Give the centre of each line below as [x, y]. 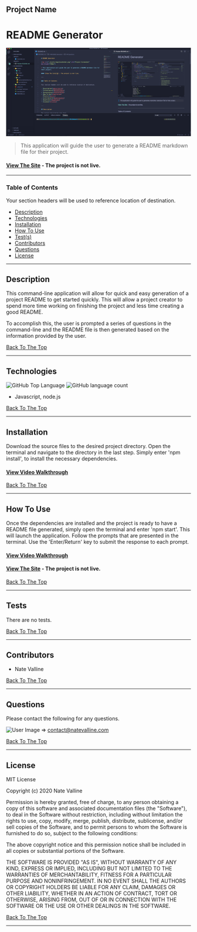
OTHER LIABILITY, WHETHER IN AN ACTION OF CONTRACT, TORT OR [91, 893]
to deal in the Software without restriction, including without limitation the [94, 814]
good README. [25, 312]
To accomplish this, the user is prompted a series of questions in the [89, 323]
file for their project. [45, 152]
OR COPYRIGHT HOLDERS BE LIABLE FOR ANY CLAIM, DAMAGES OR [91, 887]
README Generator [55, 35]
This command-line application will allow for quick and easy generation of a [97, 293]
